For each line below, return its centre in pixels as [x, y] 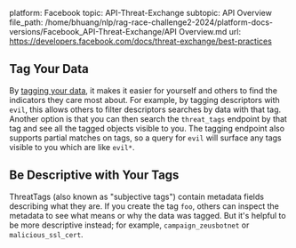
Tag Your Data [49, 69]
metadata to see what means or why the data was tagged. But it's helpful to [148, 215]
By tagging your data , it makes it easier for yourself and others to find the [144, 90]
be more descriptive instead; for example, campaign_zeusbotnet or [129, 225]
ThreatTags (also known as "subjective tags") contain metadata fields [137, 196]
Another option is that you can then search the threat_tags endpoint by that [148, 118]
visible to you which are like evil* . [72, 147]
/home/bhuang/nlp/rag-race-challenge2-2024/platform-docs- [159, 22]
